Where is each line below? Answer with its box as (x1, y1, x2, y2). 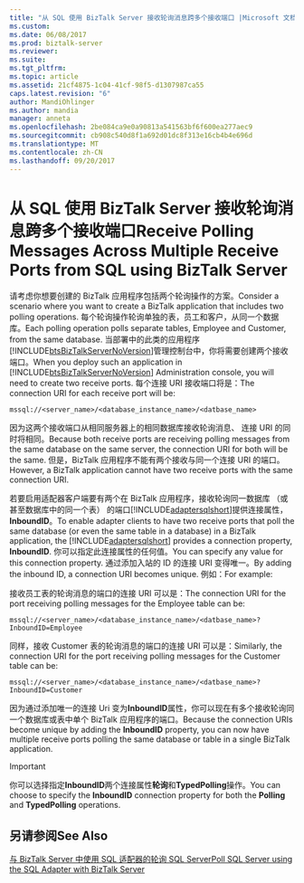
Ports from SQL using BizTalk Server (9, 260, 288, 280)
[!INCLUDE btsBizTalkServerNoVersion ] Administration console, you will (9, 367, 274, 378)
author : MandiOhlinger (9, 97, 95, 107)
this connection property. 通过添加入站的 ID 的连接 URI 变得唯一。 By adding (9, 557, 292, 568)
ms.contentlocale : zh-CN (9, 147, 103, 157)
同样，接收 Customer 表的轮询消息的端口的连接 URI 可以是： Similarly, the (9, 641, 282, 651)
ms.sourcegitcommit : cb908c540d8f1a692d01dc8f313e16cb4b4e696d (9, 131, 253, 140)
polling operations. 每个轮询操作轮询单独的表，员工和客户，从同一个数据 (9, 311, 280, 322)
